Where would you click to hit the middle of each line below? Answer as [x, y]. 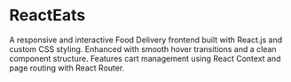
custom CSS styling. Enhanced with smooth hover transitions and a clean [143, 48]
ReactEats [47, 15]
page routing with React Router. [67, 68]
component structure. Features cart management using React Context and [145, 58]
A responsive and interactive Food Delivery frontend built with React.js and [145, 40]
